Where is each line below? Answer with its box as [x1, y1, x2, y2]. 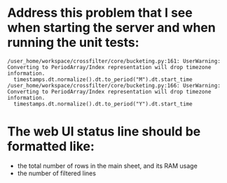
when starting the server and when [7, 20, 216, 36]
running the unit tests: [7, 35, 139, 50]
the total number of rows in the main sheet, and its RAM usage [17, 161, 198, 170]
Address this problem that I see [7, 5, 193, 21]
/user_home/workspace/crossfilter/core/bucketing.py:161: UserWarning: [7, 57, 221, 64]
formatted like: [7, 138, 95, 154]
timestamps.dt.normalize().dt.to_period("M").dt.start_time [13, 75, 193, 83]
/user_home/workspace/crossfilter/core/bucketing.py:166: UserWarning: [7, 82, 221, 89]
